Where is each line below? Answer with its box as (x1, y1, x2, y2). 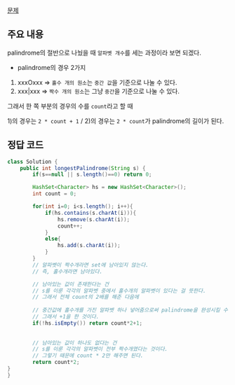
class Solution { (7, 158, 58, 165)
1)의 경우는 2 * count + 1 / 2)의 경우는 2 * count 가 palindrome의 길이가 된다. (7, 116, 224, 125)
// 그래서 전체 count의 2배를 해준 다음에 (32, 293, 139, 301)
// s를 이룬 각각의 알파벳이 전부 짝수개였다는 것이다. (32, 346, 168, 353)
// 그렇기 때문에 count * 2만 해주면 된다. (32, 352, 144, 359)
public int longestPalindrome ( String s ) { (20, 164, 146, 171)
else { (44, 235, 61, 243)
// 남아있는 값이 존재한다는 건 (32, 281, 109, 288)
